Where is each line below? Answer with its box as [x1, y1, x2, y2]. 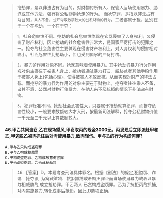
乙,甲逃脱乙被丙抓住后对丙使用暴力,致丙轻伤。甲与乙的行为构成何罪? [5, 133, 143, 139]
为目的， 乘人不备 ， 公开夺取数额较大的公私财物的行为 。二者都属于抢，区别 [17, 17, 154, 22]
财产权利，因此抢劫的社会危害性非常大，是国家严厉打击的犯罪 [25, 39, 149, 45]
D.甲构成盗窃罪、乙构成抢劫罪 [5, 161, 57, 165]
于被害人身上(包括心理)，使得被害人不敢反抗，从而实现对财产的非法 [17, 74, 153, 80]
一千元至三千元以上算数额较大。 [17, 115, 81, 121]
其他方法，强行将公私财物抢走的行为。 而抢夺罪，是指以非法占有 [25, 11, 155, 17]
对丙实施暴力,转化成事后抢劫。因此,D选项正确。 [17, 188, 112, 194]
